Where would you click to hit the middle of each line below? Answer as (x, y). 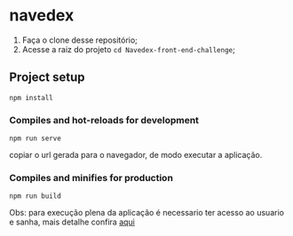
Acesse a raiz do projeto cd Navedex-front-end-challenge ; (128, 49)
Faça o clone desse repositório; (79, 40)
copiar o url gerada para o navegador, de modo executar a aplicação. (136, 155)
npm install (31, 98)
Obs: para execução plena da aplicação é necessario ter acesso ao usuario (146, 213)
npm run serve (36, 138)
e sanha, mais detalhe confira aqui (72, 222)
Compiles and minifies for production (91, 177)
